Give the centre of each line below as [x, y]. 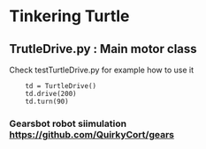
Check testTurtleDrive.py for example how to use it [102, 70]
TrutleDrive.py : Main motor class [103, 49]
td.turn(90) [47, 101]
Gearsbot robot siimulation [68, 123]
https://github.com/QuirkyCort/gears [92, 134]
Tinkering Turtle [69, 16]
